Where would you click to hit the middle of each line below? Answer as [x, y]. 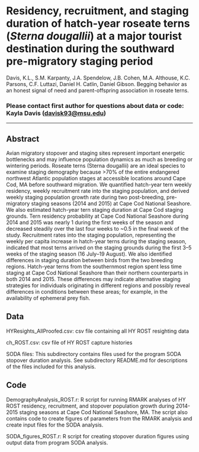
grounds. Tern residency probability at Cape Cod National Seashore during [97, 216]
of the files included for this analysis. [51, 367]
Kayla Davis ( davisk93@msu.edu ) [56, 113]
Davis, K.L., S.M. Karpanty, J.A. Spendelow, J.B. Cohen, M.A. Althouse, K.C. [98, 78]
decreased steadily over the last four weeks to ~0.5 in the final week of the [97, 229]
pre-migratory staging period [80, 61]
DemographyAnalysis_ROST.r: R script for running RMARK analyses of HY [96, 399]
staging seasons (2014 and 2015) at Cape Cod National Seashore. [111, 203]
